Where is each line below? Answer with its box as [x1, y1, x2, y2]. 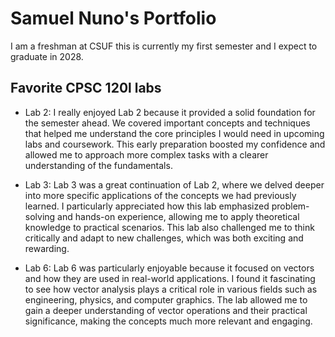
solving [24, 210, 56, 222]
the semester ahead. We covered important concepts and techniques [24, 117, 311, 129]
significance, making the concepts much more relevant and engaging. [24, 315, 313, 327]
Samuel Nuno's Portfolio [10, 7, 217, 30]
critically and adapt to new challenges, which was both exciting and [24, 232, 304, 244]
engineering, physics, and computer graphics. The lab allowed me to [24, 293, 308, 306]
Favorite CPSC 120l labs [10, 80, 162, 97]
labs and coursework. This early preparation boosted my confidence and [24, 138, 326, 150]
